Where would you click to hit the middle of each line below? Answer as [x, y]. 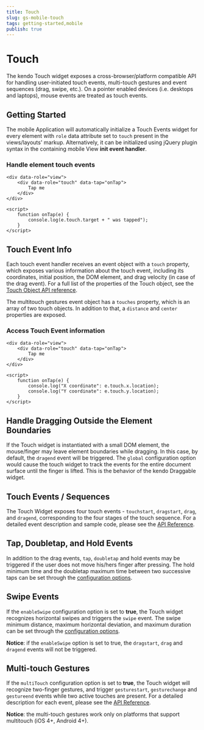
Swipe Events [33, 597]
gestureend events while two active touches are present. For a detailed [95, 696]
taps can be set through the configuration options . [69, 577]
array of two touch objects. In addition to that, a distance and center [92, 308]
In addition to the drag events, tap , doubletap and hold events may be [93, 558]
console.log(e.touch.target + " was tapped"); [88, 220]
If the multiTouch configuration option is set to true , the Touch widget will [98, 683]
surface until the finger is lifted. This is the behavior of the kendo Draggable [101, 471]
